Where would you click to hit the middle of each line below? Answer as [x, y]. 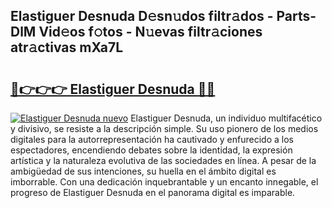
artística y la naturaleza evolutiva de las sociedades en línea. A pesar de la [163, 160]
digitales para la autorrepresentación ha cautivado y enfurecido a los [152, 139]
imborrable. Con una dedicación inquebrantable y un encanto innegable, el [164, 182]
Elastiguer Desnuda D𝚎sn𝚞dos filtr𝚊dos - [142, 16]
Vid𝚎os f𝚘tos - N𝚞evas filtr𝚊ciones [150, 32]
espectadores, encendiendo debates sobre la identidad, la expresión [151, 150]
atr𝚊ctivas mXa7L [67, 47]
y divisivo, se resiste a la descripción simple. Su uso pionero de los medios [164, 128]
